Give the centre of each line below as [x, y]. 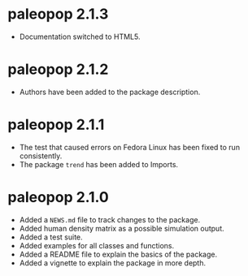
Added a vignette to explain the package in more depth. [113, 263]
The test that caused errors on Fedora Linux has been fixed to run [130, 147]
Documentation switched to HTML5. [80, 37]
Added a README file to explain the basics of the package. [118, 254]
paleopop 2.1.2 [58, 69]
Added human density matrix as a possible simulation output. [122, 228]
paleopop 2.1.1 [56, 125]
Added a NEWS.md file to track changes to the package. [110, 219]
